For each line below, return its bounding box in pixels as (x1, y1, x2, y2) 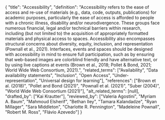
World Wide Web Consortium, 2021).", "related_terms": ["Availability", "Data (5, 67, 158, 73)
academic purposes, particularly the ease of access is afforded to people (5, 15, 155, 20)
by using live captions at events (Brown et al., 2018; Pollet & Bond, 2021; (5, 62, 152, 68)
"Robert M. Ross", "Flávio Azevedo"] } (5, 109, 82, 115)
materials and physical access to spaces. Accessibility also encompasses (5, 36, 155, 41)
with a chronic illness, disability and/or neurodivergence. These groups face (5, 20, 160, 26)
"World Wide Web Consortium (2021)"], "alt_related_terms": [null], (5, 88, 140, 94)
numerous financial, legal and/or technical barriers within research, (5, 25, 142, 31)
